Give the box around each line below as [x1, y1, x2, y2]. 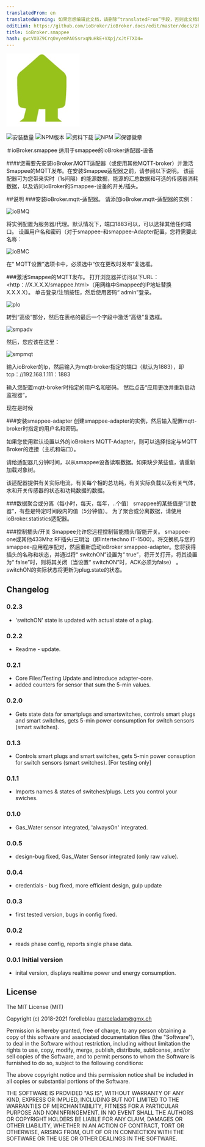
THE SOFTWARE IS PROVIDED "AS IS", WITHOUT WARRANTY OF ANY [6, 1089, 184, 1096]
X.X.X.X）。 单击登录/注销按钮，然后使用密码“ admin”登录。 [6, 289, 155, 296]
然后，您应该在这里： [6, 338, 60, 346]
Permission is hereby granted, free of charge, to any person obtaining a [6, 1027, 186, 1034]
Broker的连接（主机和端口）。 [6, 446, 79, 453]
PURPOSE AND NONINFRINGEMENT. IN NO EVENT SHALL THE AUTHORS [6, 1109, 194, 1116]
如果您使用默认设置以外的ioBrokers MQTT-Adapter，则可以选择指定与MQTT [6, 438, 197, 445]
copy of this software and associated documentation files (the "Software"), [6, 1033, 195, 1041]
